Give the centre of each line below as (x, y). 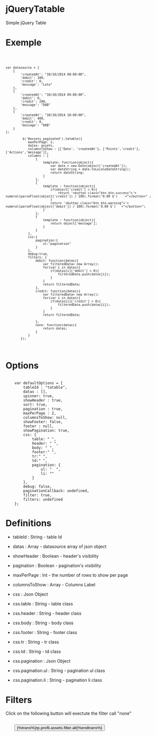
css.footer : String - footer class (45, 632)
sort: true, (36, 404)
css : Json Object (30, 594)
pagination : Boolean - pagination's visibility (57, 566)
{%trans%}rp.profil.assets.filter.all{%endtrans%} (60, 728)
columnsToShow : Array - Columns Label (54, 584)
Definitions (29, 523)
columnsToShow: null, (45, 417)
